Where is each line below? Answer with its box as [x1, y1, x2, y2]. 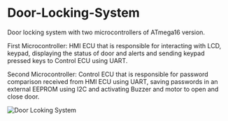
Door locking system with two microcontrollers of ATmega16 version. [7, 28, 205, 36]
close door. [7, 92, 40, 101]
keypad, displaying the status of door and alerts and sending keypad [7, 49, 205, 57]
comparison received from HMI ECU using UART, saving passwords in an [7, 77, 218, 85]
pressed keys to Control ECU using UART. [7, 56, 128, 64]
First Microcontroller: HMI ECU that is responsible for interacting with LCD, [7, 41, 222, 50]
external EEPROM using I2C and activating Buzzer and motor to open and [7, 85, 219, 93]
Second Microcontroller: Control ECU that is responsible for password [7, 70, 208, 78]
